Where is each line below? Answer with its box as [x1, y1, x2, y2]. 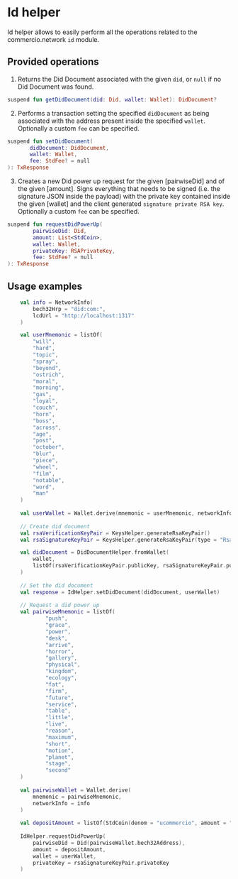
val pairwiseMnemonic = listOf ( [20, 608, 115, 616]
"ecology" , [45, 675, 78, 682]
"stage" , [45, 760, 72, 768]
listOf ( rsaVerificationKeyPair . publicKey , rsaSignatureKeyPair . [33, 562, 227, 569]
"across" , [33, 424, 62, 431]
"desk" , [45, 635, 69, 642]
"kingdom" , [45, 668, 78, 675]
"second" [45, 767, 72, 774]
